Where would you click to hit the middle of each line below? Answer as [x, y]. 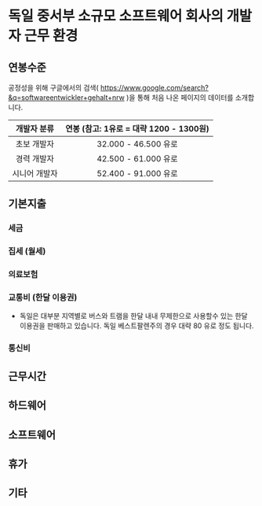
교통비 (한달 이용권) [43, 297]
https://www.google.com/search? [155, 88]
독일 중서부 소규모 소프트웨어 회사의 [116, 16]
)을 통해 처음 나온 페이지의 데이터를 [180, 98]
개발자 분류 [35, 129]
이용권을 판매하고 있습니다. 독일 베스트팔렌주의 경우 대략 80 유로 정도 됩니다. [136, 326]
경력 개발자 [35, 159]
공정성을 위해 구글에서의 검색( [54, 88]
